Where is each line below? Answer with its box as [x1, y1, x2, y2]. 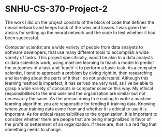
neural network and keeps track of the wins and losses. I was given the [5, 24, 147, 30]
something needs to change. [5, 126, 62, 132]
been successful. [5, 35, 40, 41]
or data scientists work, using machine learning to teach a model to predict [5, 60, 154, 65]
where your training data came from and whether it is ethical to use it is [5, 106, 147, 112]
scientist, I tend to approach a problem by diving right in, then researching [5, 70, 153, 76]
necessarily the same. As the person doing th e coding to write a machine [5, 95, 152, 101]
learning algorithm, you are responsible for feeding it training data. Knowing [5, 101, 156, 107]
